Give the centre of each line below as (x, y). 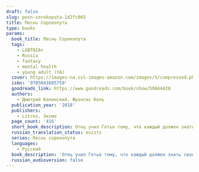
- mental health (37, 66)
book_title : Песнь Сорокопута (49, 39)
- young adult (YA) (41, 72)
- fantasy (29, 61)
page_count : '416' (34, 122)
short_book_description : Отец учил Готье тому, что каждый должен (95, 127)
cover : (20, 77)
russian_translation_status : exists (57, 133)
